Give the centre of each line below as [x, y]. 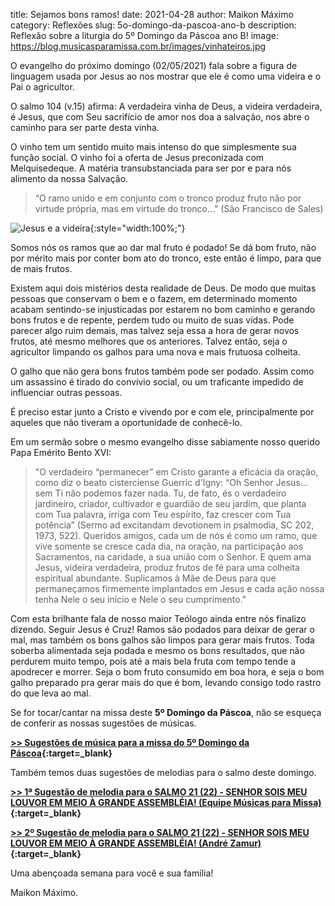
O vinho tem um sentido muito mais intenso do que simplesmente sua [153, 147]
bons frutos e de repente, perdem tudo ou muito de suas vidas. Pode [152, 320]
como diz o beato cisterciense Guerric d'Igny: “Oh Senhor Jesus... [171, 482]
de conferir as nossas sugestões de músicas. [103, 723]
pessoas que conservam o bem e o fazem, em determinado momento [154, 298]
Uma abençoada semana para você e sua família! [112, 873]
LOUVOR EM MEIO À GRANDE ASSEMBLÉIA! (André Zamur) [136, 843]
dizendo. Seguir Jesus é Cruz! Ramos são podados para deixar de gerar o [162, 629]
